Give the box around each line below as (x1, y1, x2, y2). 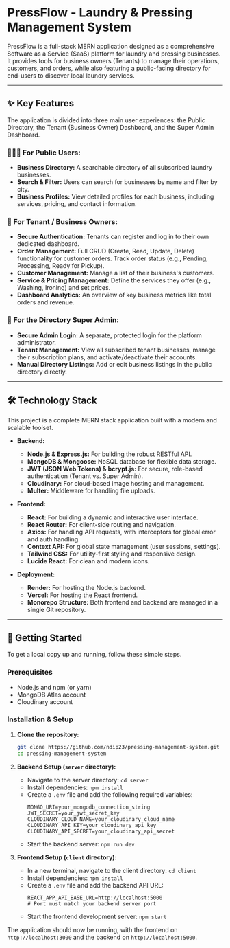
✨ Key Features (7, 98, 74, 109)
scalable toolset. (7, 424, 53, 432)
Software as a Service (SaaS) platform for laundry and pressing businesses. (7, 49, 221, 58)
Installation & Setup (7, 714, 74, 724)
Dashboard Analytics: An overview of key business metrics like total (16, 291, 212, 300)
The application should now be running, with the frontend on (7, 925, 178, 934)
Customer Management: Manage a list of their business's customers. (16, 269, 215, 278)
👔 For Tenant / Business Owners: (7, 216, 118, 226)
